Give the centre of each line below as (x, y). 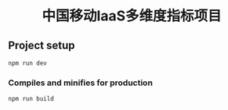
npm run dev (27, 63)
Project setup (42, 45)
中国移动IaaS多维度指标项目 (132, 16)
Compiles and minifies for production (80, 83)
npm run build (31, 99)
